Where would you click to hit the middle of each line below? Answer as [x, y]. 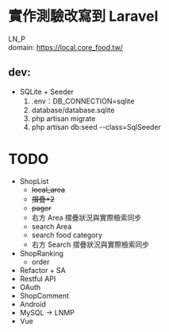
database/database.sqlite [73, 110]
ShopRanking [42, 253]
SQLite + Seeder [46, 92]
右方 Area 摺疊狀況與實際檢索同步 [86, 217]
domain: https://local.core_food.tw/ [65, 47]
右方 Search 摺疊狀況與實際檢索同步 [90, 244]
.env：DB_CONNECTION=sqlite [83, 101]
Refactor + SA [42, 270]
